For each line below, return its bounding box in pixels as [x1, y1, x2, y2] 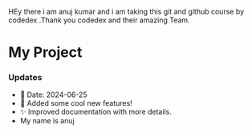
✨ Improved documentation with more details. [19, 107, 173, 117]
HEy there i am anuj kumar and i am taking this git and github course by [8, 7, 245, 16]
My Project [8, 43, 83, 62]
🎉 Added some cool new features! [19, 99, 132, 108]
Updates [8, 72, 43, 83]
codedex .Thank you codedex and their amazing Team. [8, 15, 190, 25]
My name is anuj [19, 116, 75, 126]
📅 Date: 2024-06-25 [19, 90, 87, 99]
